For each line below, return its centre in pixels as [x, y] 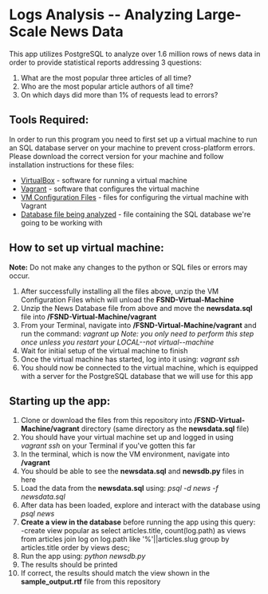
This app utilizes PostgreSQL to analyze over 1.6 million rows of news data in [135, 54]
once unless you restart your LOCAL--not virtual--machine [117, 342]
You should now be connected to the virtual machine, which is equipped [139, 367]
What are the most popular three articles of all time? [106, 78]
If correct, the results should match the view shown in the [115, 573]
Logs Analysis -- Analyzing [101, 15]
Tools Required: [49, 120]
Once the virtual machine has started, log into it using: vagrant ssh [130, 359]
